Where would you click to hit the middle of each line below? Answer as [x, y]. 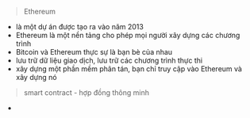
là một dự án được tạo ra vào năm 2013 [80, 27]
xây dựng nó [36, 77]
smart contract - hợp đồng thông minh [86, 93]
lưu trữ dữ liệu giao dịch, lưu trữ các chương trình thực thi [109, 60]
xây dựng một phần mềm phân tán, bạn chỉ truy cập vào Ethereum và [129, 69]
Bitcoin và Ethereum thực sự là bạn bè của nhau [94, 52]
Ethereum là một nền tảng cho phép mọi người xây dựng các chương [128, 35]
